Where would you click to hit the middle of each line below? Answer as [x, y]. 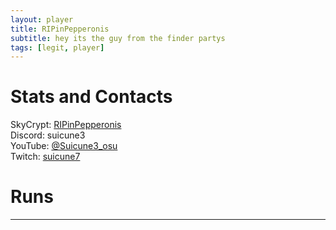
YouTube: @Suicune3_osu [64, 146]
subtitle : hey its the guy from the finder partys [118, 38]
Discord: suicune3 [48, 135]
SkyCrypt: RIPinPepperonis [66, 125]
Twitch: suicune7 [45, 157]
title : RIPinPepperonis [60, 29]
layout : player [42, 19]
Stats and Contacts [91, 97]
